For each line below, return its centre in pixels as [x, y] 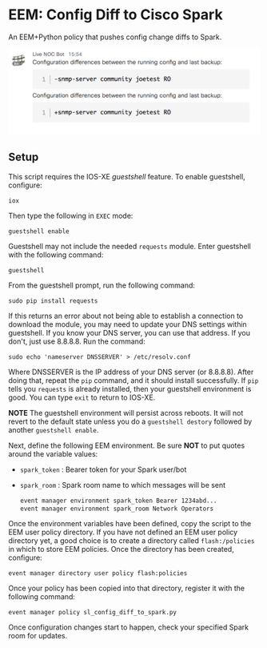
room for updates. [38, 635]
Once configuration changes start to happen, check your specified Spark [129, 627]
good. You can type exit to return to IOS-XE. [82, 397]
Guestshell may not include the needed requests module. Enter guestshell [130, 246]
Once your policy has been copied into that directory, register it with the [127, 588]
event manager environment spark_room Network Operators [117, 509]
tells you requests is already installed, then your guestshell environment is [130, 388]
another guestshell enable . [54, 429]
